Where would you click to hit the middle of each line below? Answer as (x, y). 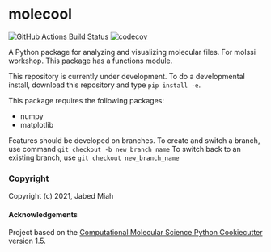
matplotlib (37, 124)
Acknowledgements (43, 214)
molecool (40, 14)
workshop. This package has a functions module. (91, 61)
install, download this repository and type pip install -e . (105, 85)
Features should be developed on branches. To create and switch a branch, (134, 140)
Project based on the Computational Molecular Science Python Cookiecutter (135, 233)
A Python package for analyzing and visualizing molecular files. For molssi (132, 52)
